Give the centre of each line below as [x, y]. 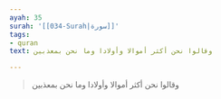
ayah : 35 [26, 18]
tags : [19, 34]
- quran [24, 43]
